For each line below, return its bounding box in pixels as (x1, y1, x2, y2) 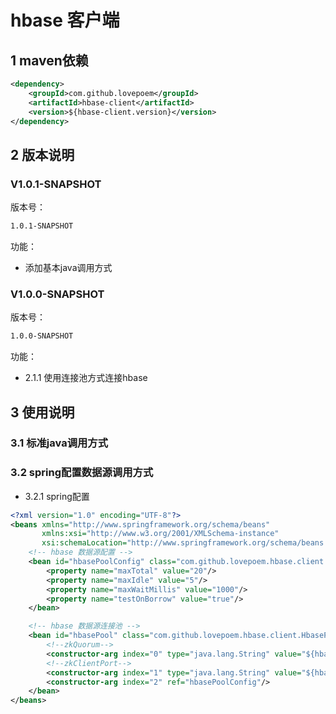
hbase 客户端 (10, 9, 120, 32)
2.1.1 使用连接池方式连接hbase (24, 372, 148, 384)
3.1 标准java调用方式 (10, 436, 109, 450)
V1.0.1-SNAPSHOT (10, 177, 102, 191)
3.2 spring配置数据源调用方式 (10, 466, 154, 480)
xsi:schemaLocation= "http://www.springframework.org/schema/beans (41, 538, 325, 548)
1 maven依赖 (10, 52, 89, 69)
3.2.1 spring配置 (24, 490, 90, 502)
